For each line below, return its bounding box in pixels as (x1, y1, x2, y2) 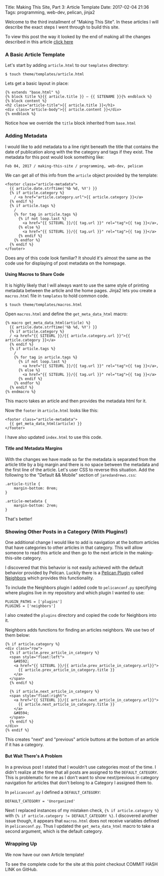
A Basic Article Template (5, 51, 65, 58)
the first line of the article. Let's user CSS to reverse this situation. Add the (5, 467, 155, 473)
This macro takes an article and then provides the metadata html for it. (5, 398, 147, 404)
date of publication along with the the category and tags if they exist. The (5, 149, 153, 154)
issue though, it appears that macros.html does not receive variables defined (5, 817, 159, 823)
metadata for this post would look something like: (5, 154, 104, 160)
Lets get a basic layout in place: (5, 81, 69, 87)
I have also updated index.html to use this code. (5, 434, 103, 440)
